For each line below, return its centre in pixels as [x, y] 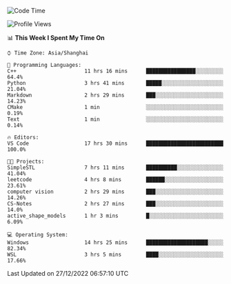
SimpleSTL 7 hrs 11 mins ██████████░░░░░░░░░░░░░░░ [115, 168]
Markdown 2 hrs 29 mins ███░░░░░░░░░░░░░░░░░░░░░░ [115, 95]
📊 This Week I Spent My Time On [56, 38]
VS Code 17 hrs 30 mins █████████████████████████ [115, 143]
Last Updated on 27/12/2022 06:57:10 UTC [68, 273]
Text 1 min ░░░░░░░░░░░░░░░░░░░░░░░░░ [115, 119]
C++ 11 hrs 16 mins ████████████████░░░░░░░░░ [115, 71]
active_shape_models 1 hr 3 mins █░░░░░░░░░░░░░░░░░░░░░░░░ [115, 216]
